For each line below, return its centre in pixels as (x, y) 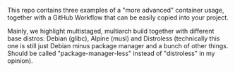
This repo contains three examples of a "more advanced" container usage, (116, 10)
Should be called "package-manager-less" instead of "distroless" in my (111, 53)
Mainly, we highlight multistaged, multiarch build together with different (111, 31)
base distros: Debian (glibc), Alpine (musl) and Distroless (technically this (114, 38)
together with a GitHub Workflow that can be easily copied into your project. (118, 17)
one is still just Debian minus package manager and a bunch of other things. (118, 46)
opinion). (20, 61)
